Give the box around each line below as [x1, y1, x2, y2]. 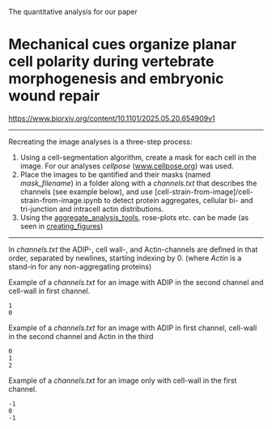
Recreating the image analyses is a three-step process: [8, 137, 193, 147]
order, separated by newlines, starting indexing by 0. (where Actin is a [8, 253, 242, 262]
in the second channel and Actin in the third [8, 331, 154, 341]
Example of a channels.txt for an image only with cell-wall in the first [8, 376, 237, 385]
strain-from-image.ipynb [19, 195, 103, 205]
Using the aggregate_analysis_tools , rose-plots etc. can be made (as [19, 212, 249, 222]
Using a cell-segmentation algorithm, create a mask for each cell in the [19, 152, 257, 162]
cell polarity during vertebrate [8, 53, 215, 71]
